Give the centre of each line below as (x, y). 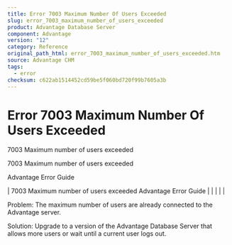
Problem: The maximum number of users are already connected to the (110, 205)
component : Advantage (39, 34)
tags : (15, 67)
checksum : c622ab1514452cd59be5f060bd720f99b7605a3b (87, 80)
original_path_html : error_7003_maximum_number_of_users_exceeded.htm (114, 54)
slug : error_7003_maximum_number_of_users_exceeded (85, 21)
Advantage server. (34, 212)
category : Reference (38, 47)
